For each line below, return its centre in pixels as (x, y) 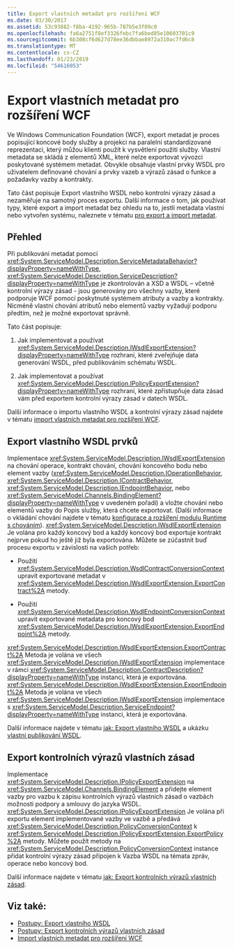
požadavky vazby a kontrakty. (50, 179)
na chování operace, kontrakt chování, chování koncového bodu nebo (107, 466)
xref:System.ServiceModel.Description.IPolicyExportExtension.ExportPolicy (116, 834)
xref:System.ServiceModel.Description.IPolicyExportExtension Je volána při (116, 811)
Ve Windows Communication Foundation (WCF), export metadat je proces (114, 134)
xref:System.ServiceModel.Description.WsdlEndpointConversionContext (121, 612)
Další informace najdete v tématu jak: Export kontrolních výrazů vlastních (112, 877)
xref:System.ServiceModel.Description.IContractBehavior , (90, 480)
